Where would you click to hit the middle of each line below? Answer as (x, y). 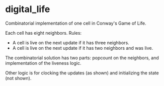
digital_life (28, 9)
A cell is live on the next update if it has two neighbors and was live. (83, 48)
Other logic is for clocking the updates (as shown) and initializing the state (82, 73)
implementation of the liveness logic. (43, 63)
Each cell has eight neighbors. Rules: (44, 33)
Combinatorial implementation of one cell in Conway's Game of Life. (76, 23)
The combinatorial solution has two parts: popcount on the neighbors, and (82, 58)
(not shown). (18, 78)
